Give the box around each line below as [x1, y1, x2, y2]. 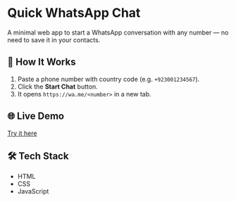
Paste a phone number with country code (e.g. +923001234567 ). [17, 75, 200, 83]
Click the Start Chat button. [17, 82, 99, 91]
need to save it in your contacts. [7, 35, 101, 44]
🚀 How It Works [7, 56, 76, 68]
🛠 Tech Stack [7, 150, 69, 162]
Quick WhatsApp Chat [7, 5, 141, 21]
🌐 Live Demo [7, 111, 65, 122]
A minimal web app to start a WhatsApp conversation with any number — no [7, 28, 229, 37]
